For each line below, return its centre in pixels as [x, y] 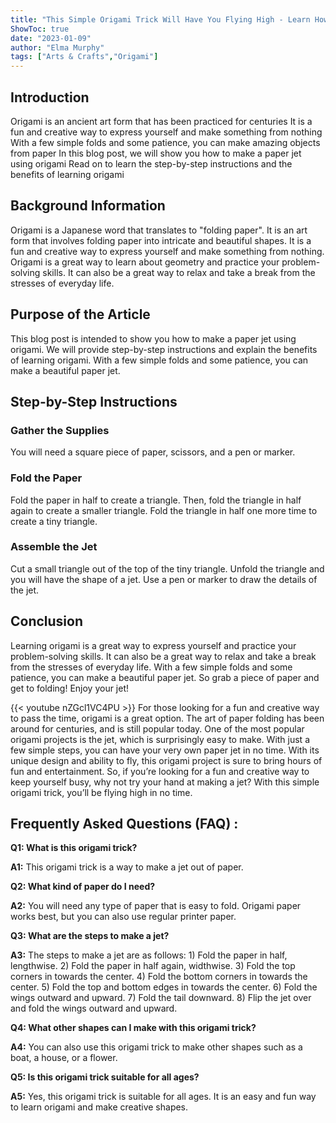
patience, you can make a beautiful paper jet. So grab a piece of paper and [165, 677]
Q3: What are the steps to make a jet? [90, 936]
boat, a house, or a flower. [64, 1058]
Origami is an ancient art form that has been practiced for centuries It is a [161, 121]
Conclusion [47, 621]
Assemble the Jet [54, 547]
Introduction [50, 97]
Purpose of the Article [80, 314]
